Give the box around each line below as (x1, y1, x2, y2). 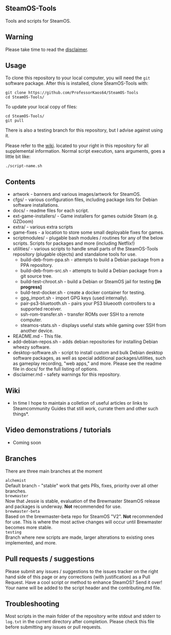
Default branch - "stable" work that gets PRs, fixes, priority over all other (5, 482, 159, 488)
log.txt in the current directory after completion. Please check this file (5, 619, 155, 625)
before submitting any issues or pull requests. (5, 624, 102, 630)
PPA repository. (20, 262, 53, 268)
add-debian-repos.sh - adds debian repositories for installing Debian (12, 339, 158, 345)
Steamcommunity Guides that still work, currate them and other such (12, 406, 159, 412)
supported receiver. (20, 306, 62, 312)
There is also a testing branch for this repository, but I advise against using (5, 127, 163, 133)
